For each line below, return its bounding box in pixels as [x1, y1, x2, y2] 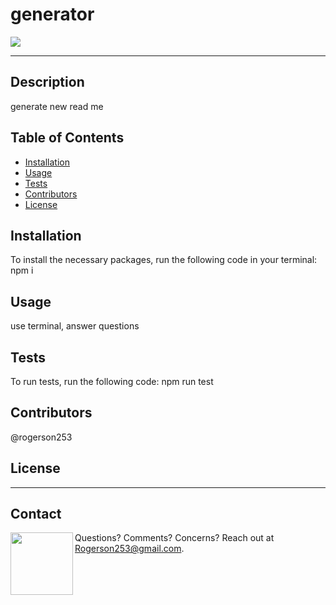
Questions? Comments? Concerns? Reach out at [74, 532, 275, 544]
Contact [10, 506, 62, 523]
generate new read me [10, 100, 104, 112]
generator [10, 3, 95, 26]
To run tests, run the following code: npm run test [10, 376, 214, 387]
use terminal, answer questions [10, 320, 140, 332]
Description [10, 74, 85, 91]
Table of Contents [10, 129, 125, 147]
